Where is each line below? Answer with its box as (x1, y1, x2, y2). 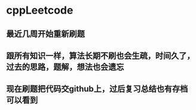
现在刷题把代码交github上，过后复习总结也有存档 (6, 84, 188, 94)
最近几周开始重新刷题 (6, 29, 85, 39)
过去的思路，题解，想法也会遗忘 (6, 62, 124, 72)
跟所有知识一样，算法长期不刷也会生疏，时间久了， (6, 51, 195, 61)
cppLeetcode (6, 4, 73, 17)
